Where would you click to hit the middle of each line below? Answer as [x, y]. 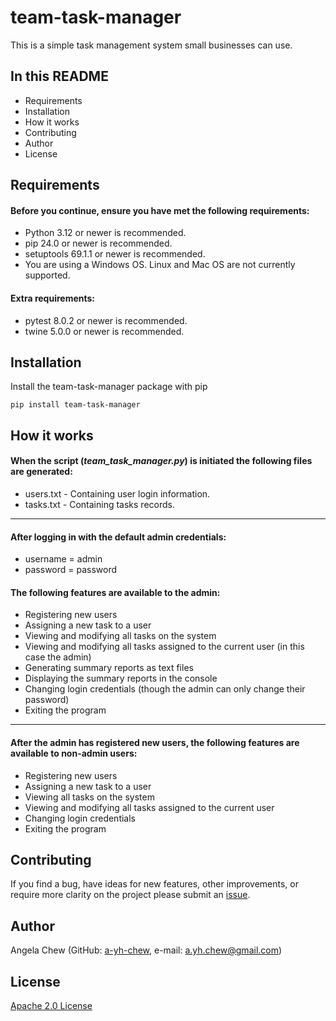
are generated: [41, 472]
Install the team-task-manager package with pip [109, 387]
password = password [71, 570]
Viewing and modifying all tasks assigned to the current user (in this [164, 647]
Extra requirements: [53, 298]
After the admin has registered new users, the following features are [155, 742]
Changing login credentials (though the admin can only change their [165, 689]
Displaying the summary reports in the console [121, 678]
